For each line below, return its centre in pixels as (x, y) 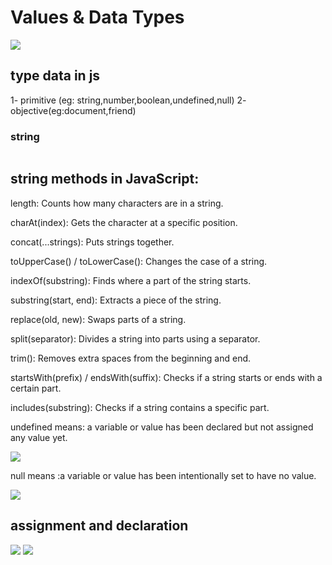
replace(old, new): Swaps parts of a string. (98, 319)
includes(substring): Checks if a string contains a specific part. (140, 407)
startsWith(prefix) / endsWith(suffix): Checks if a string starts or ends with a (166, 377)
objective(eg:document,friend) (73, 110)
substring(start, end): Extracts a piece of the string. (116, 300)
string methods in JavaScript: (105, 179)
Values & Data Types (97, 17)
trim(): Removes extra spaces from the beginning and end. (131, 358)
